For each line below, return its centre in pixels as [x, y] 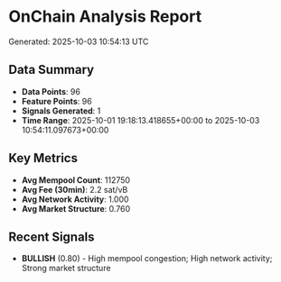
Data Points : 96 [51, 91]
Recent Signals [52, 237]
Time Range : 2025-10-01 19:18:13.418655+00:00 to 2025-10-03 [140, 120]
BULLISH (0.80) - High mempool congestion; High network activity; [147, 259]
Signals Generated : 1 [61, 111]
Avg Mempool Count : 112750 [76, 180]
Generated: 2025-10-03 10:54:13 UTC [79, 41]
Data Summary [52, 70]
